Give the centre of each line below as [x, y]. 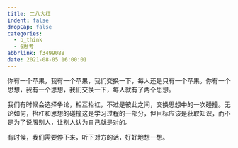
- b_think [28, 40]
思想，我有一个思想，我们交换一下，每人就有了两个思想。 [91, 90]
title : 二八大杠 [29, 14]
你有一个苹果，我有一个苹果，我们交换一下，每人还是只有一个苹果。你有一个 [119, 80]
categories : [25, 33]
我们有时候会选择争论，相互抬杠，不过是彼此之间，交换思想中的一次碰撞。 [116, 104]
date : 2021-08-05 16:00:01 [47, 60]
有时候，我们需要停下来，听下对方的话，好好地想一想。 [88, 137]
